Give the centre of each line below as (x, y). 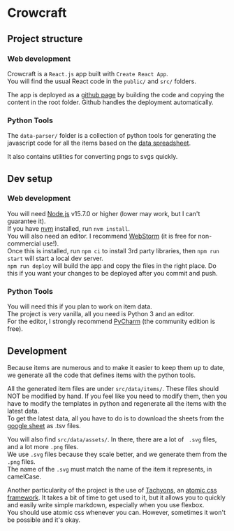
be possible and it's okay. (44, 520)
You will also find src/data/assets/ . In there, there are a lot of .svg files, (112, 439)
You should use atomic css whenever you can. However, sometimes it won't (116, 512)
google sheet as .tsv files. (44, 425)
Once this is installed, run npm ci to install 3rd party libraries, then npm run (114, 250)
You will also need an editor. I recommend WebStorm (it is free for (102, 236)
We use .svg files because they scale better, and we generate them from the (117, 454)
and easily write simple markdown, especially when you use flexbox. (106, 504)
